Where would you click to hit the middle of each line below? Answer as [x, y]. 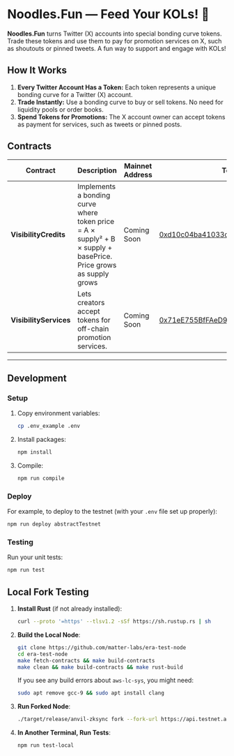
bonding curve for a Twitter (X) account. [75, 94]
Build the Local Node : [49, 635]
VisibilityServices [41, 320]
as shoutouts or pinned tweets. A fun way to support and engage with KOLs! [117, 48]
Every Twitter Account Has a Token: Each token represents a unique [116, 87]
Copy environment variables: [58, 413]
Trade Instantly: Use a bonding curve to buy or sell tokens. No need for [120, 102]
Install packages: [41, 440]
